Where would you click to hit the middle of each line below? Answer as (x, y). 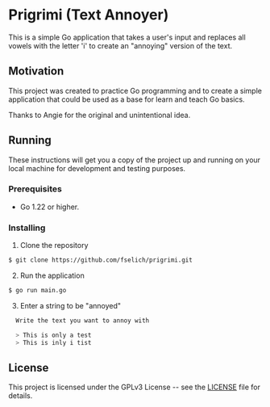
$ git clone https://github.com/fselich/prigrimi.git (101, 260)
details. (21, 396)
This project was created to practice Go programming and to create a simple (135, 90)
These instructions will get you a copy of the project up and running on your (134, 160)
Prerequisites (35, 189)
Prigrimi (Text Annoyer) (89, 15)
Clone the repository (54, 245)
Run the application (52, 275)
